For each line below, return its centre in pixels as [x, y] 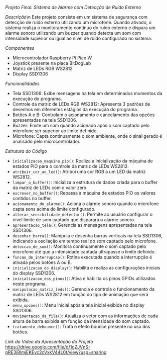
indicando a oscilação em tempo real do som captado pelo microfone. [85, 241]
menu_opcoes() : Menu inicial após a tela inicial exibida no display [78, 305]
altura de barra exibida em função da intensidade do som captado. [81, 321]
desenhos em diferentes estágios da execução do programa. [75, 109]
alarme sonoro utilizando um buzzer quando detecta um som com [73, 33]
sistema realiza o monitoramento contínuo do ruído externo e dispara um [80, 28]
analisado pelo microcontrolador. [46, 141]
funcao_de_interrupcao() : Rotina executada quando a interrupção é [82, 257]
